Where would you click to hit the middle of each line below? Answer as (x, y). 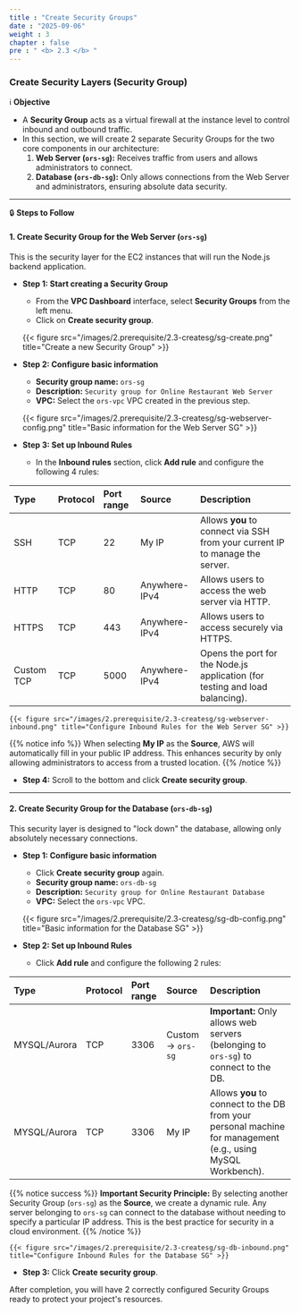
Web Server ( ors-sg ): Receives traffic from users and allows (146, 158)
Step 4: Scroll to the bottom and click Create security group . (135, 780)
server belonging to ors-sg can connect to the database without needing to (147, 1212)
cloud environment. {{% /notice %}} (75, 1231)
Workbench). (237, 1171)
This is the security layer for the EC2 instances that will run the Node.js (140, 257)
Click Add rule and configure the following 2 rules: (128, 962)
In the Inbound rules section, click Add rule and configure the (150, 462)
